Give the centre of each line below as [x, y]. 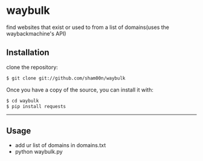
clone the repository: [32, 67]
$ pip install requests [36, 106]
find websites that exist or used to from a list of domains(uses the [88, 27]
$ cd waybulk [23, 101]
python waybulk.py [39, 152]
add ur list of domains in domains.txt [60, 145]
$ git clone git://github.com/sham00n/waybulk [66, 78]
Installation [28, 53]
